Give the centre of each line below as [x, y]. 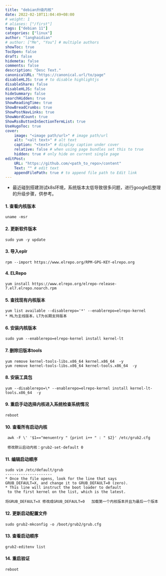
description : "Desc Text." [33, 71]
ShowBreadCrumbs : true [29, 108]
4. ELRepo [16, 273]
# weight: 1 [17, 19]
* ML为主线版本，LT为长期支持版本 [36, 316]
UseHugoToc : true [23, 126]
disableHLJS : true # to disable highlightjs [52, 80]
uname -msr [16, 217]
